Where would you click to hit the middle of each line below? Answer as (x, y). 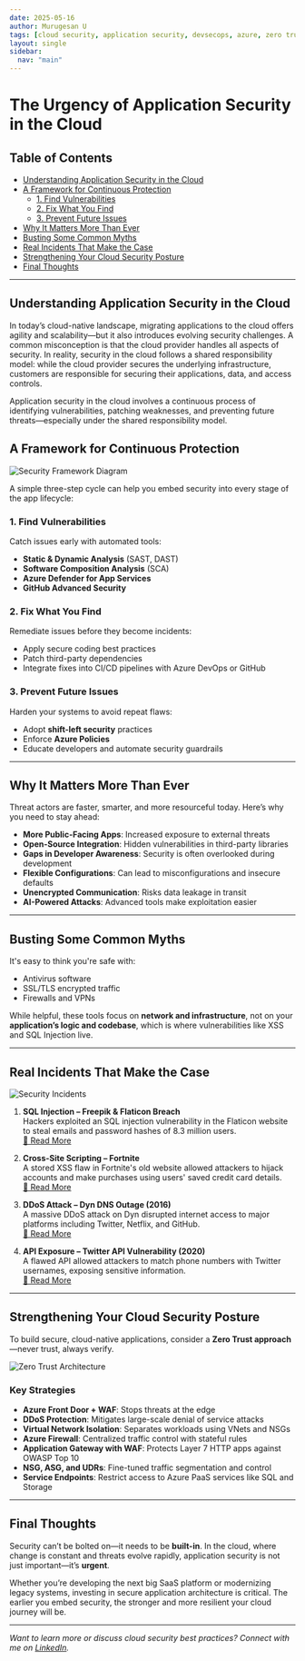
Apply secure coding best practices (89, 649)
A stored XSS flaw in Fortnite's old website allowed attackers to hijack (153, 1168)
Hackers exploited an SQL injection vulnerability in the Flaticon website (155, 1121)
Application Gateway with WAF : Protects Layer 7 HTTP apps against (152, 1448)
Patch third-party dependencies (82, 659)
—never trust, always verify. (62, 1348)
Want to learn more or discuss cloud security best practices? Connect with (150, 1637)
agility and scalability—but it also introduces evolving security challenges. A (152, 335)
